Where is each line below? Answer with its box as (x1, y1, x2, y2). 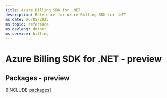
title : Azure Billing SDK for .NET (5, 7, 81, 13)
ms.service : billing (5, 31, 49, 36)
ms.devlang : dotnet (5, 27, 47, 32)
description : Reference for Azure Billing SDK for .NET (5, 12, 126, 17)
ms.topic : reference (5, 21, 49, 27)
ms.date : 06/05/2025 (5, 17, 49, 22)
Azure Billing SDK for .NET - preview (5, 53, 162, 65)
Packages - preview (5, 73, 70, 82)
